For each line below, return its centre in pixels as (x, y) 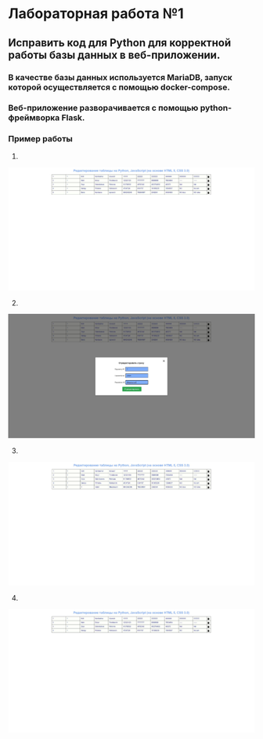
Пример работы (40, 139)
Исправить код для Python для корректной (120, 43)
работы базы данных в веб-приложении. (114, 55)
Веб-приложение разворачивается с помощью (103, 108)
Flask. (73, 118)
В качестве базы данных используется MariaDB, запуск (120, 77)
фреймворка (34, 118)
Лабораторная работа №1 (96, 14)
